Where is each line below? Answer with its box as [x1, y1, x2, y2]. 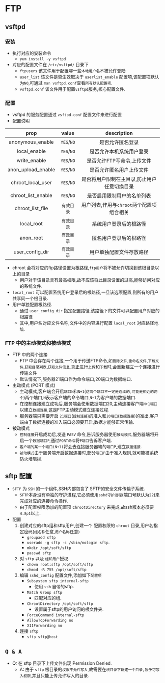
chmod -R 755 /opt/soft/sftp [27, 568, 87, 573]
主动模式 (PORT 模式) [12, 382, 55, 388]
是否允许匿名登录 [99, 139, 139, 146]
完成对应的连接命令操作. [19, 498, 69, 504]
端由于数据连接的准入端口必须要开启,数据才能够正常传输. [19, 419, 134, 425]
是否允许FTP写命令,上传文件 [86, 158, 152, 164]
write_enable [16, 157, 47, 164]
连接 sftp [19, 628, 39, 634]
